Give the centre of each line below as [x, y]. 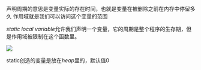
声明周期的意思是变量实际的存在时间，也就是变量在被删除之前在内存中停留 [98, 9]
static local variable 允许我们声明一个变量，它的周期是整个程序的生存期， [96, 29]
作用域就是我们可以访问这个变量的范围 [60, 16]
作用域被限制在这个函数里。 [45, 36]
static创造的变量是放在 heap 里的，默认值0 [58, 60]
